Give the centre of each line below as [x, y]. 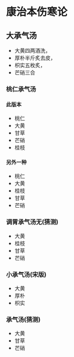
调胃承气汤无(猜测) [32, 222]
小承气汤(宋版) [26, 274]
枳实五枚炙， [30, 65]
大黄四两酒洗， [32, 51]
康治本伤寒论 [37, 12]
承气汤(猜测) [23, 320]
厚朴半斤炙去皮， [35, 58]
